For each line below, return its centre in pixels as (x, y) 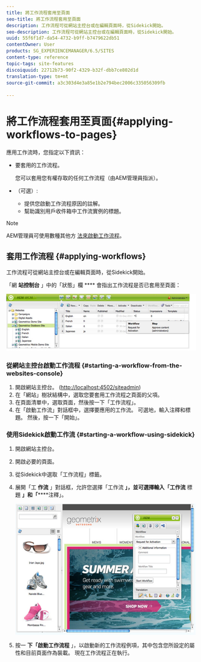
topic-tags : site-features (40, 63)
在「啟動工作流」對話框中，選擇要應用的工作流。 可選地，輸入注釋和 (100, 410)
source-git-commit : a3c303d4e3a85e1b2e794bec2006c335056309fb (86, 83)
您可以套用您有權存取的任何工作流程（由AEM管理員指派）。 (88, 178)
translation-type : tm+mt (37, 76)
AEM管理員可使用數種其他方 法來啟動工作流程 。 (66, 236)
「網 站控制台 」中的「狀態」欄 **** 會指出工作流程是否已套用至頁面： (94, 285)
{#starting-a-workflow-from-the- (132, 365)
